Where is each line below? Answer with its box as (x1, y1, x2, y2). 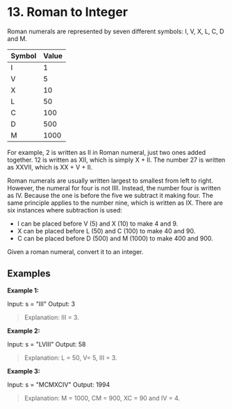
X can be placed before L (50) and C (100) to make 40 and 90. (17, 226, 196, 235)
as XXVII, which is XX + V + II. (7, 162, 93, 171)
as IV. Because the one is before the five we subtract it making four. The (7, 191, 213, 199)
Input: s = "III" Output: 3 (7, 299, 75, 308)
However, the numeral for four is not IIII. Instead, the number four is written (7, 183, 221, 192)
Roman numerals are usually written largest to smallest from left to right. (7, 176, 214, 185)
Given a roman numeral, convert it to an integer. (7, 247, 144, 256)
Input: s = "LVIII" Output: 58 (7, 340, 86, 348)
